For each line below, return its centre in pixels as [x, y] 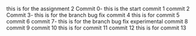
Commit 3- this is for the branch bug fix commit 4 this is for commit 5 [93, 15]
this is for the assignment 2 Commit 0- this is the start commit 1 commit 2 [98, 9]
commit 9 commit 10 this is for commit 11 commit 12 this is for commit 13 [96, 28]
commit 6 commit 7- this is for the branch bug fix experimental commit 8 [97, 21]
